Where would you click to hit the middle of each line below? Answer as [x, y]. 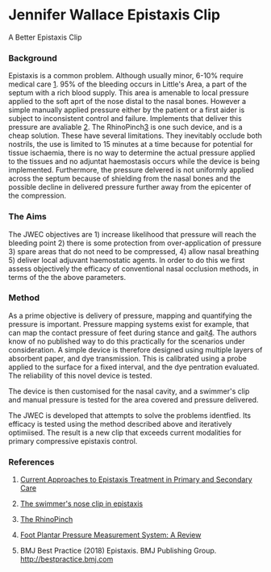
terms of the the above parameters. [67, 277]
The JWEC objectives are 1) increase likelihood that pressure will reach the [132, 234]
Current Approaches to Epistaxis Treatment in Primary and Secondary [136, 480]
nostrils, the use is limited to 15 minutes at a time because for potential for [131, 144]
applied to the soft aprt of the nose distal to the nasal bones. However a [127, 102]
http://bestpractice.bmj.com [67, 559]
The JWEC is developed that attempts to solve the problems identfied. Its [130, 415]
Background [33, 58]
